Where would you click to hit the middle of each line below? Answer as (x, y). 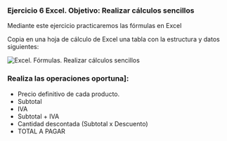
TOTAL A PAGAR (41, 131)
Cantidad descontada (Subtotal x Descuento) (83, 123)
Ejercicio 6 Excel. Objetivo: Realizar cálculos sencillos (101, 11)
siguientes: (23, 47)
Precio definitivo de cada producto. (69, 94)
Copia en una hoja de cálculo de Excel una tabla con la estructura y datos (113, 39)
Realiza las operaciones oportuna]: (68, 79)
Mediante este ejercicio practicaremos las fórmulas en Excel (95, 26)
